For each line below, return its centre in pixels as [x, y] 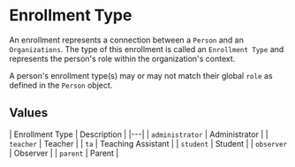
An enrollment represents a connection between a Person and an [127, 40]
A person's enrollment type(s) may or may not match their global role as [141, 75]
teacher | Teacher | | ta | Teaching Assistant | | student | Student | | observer [148, 143]
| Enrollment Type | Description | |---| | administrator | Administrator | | [139, 134]
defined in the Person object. [61, 85]
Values [29, 113]
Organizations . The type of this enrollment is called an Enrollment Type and [147, 49]
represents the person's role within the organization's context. [122, 58]
